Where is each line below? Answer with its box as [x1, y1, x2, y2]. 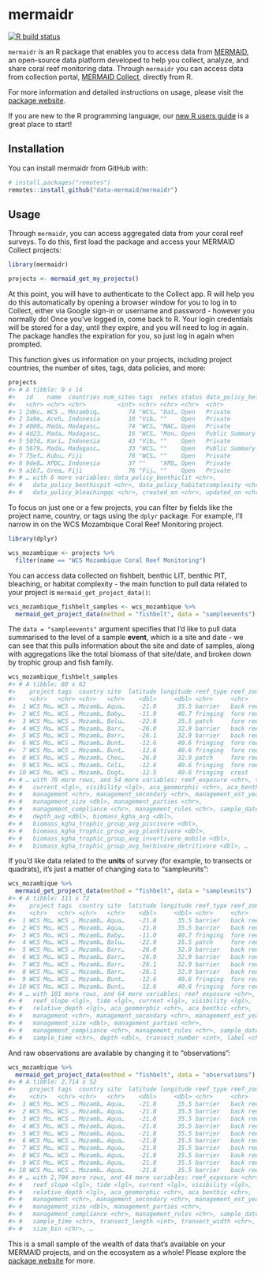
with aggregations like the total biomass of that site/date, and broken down [8, 650, 252, 659]
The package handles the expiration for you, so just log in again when [8, 331, 235, 341]
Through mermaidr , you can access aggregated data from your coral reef [8, 229, 244, 238]
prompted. [8, 339, 43, 349]
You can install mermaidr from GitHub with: [8, 163, 148, 173]
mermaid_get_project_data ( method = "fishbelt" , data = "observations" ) [15, 1071, 256, 1079]
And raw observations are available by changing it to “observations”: [8, 1048, 231, 1058]
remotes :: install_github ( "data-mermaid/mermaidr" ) [8, 185, 178, 194]
